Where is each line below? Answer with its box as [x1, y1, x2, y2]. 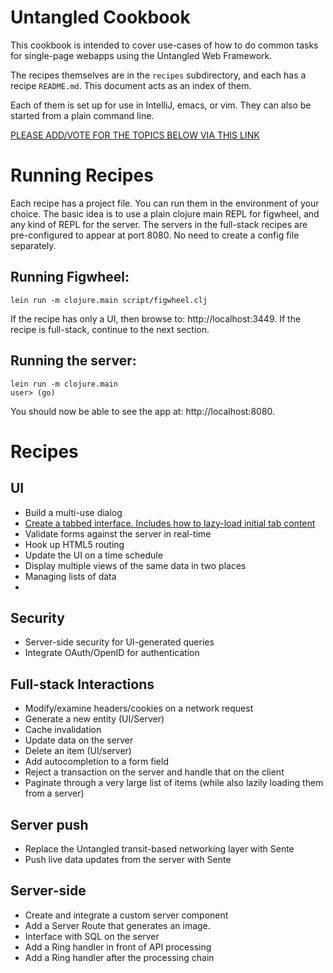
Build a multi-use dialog [24, 506, 123, 518]
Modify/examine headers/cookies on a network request [24, 702, 254, 715]
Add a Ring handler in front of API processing [24, 941, 212, 953]
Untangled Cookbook [10, 6, 191, 29]
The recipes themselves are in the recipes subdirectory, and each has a [10, 69, 307, 81]
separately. [10, 239, 57, 251]
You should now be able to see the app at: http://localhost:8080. [10, 405, 276, 417]
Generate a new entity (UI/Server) [24, 713, 165, 725]
